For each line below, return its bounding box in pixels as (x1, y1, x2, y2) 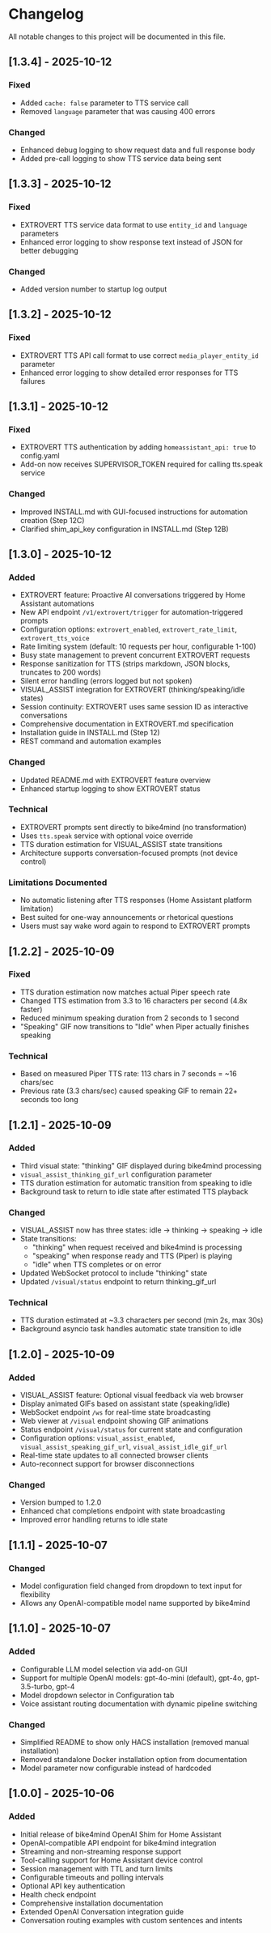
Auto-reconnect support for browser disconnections (19, 1459, 195, 1469)
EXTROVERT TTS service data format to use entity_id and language (19, 219, 248, 229)
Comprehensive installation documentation (19, 1898, 163, 1908)
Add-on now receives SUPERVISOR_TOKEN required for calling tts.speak (19, 459, 263, 470)
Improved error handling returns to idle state (19, 1515, 168, 1525)
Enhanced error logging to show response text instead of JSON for (19, 236, 243, 247)
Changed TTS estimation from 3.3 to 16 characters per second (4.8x (19, 995, 248, 1005)
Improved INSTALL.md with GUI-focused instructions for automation (19, 507, 248, 517)
